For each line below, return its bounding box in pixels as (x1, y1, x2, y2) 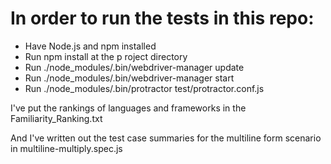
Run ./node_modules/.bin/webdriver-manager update (24, 61, 245, 73)
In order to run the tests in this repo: (10, 7, 315, 30)
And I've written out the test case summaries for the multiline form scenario (10, 132, 322, 144)
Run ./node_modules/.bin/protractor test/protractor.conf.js (24, 82, 265, 94)
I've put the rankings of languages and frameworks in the (10, 102, 247, 114)
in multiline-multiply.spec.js (10, 142, 123, 154)
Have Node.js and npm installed (24, 40, 157, 52)
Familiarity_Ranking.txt (10, 112, 103, 124)
